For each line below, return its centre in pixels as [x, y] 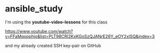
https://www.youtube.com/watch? [39, 31]
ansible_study [34, 9]
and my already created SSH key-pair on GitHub [53, 45]
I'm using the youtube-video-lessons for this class [56, 22]
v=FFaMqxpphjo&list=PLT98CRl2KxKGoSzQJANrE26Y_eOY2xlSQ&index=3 [80, 36]
